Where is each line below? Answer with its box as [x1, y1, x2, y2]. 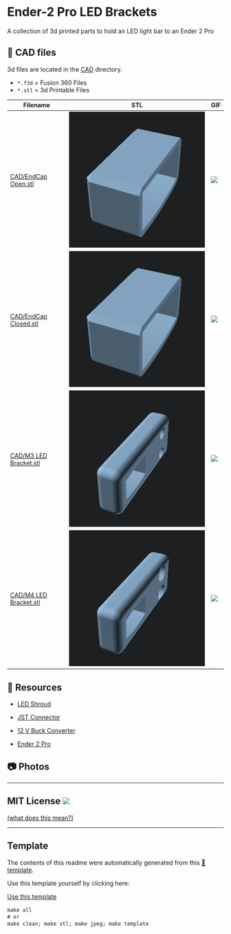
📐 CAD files [7, 47, 56, 59]
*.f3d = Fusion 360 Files [16, 78, 87, 87]
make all [7, 906, 32, 913]
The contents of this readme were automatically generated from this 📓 [7, 858, 206, 867]
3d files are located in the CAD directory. [7, 65, 122, 73]
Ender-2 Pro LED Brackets [7, 4, 157, 20]
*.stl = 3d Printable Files [16, 85, 90, 94]
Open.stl [10, 180, 34, 188]
